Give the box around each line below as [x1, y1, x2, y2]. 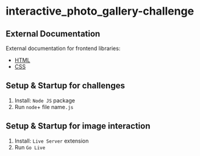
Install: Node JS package [14, 96, 76, 104]
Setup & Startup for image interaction [5, 121, 151, 132]
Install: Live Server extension [14, 137, 89, 144]
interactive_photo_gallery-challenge [5, 4, 195, 18]
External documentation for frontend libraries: [5, 44, 121, 52]
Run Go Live [14, 143, 46, 151]
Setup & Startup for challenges [5, 80, 126, 91]
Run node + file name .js [14, 103, 74, 110]
